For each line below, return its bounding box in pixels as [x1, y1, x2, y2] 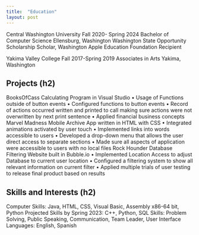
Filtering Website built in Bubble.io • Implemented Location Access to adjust [6, 151, 192, 158]
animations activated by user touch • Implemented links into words [6, 126, 170, 133]
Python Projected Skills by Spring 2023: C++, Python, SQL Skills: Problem [6, 209, 187, 217]
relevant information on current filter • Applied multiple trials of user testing [6, 164, 191, 171]
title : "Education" [6, 8, 58, 15]
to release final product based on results [6, 170, 105, 177]
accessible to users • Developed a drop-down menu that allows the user [6, 132, 184, 139]
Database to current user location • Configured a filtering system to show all [6, 157, 193, 164]
